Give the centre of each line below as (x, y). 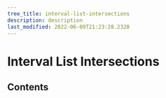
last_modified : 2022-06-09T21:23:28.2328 (69, 27)
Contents (28, 87)
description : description (45, 20)
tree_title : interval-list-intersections (69, 14)
